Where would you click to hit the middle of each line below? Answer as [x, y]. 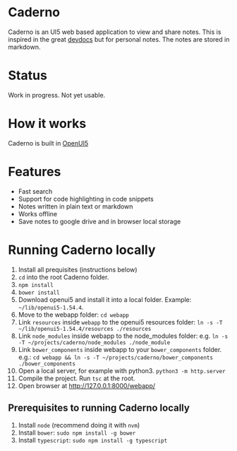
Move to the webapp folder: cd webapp [73, 315]
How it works [47, 124]
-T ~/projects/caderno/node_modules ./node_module [94, 342]
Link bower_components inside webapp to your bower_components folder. [120, 349]
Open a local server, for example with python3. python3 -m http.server [122, 370]
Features [35, 172]
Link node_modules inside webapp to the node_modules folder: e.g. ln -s [123, 336]
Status [28, 76]
